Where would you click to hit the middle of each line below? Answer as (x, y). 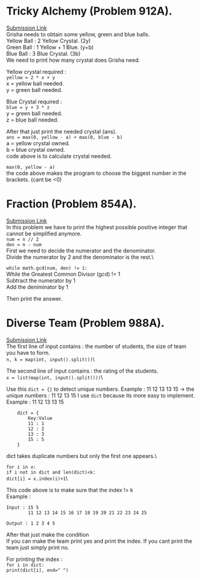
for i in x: (21, 467)
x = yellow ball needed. (35, 83)
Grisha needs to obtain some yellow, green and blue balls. (78, 34)
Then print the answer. (34, 298)
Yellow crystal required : (36, 71)
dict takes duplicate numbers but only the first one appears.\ (81, 456)
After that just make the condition (48, 534)
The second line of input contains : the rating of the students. (82, 371)
